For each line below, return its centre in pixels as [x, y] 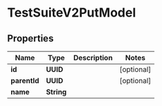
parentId [25, 81]
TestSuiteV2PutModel [72, 13]
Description [93, 58]
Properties [30, 38]
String [56, 92]
